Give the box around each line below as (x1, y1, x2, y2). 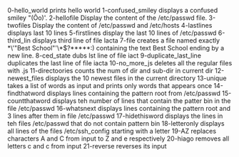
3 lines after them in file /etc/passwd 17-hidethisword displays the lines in (7, 112, 223, 120)
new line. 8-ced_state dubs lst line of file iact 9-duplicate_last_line (7, 51, 202, 60)
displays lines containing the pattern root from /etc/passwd (46, 89, 221, 97)
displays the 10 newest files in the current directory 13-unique (45, 74, 227, 82)
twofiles (7, 21, 31, 29)
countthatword (7, 97, 51, 105)
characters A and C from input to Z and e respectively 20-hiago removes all (7, 134, 230, 143)
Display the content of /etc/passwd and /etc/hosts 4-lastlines (31, 21, 213, 29)
